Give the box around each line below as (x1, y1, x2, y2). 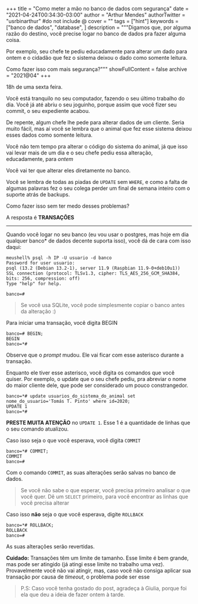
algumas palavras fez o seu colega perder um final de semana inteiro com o (6, 185, 190, 192)
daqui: (6, 244, 22, 250)
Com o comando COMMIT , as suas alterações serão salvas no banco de (6, 469, 176, 476)
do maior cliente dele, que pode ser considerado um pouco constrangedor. (6, 382, 189, 389)
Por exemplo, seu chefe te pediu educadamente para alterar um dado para (6, 48, 187, 55)
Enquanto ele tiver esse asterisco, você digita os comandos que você (6, 369, 175, 376)
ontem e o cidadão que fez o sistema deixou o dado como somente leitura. (6, 54, 187, 61)
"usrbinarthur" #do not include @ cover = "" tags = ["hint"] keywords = (6, 18, 179, 24)
